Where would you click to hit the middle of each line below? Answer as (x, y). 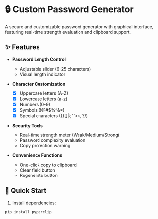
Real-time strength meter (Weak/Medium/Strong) (70, 135)
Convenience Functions (37, 155)
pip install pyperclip (28, 212)
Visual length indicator (42, 74)
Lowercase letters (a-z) (43, 99)
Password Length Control (39, 59)
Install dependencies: (34, 203)
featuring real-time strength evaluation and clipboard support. (68, 32)
